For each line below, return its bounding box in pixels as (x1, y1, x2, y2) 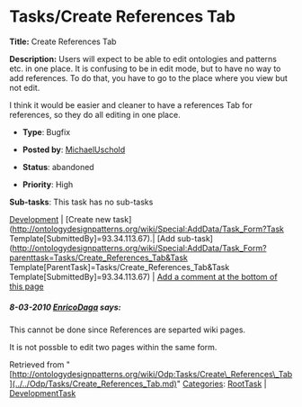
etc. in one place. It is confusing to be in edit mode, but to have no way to (9, 63, 281, 74)
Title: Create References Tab (9, 36, 117, 47)
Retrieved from (9, 358, 65, 370)
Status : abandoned (22, 161, 94, 172)
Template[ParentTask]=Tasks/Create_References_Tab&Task (9, 261, 230, 272)
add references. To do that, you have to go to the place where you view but (9, 72, 288, 83)
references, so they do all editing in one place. (9, 109, 182, 120)
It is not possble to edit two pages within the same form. (9, 341, 218, 352)
